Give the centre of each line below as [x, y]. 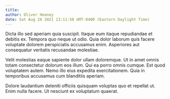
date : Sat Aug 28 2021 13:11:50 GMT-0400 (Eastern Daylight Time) [78, 19]
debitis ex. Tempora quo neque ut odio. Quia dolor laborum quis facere [80, 39]
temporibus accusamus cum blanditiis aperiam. [55, 76]
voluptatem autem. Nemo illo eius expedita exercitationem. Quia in [75, 71]
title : [12, 10]
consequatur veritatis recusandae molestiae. [52, 50]
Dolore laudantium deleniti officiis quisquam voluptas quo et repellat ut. [80, 86]
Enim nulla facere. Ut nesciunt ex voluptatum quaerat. [62, 91]
